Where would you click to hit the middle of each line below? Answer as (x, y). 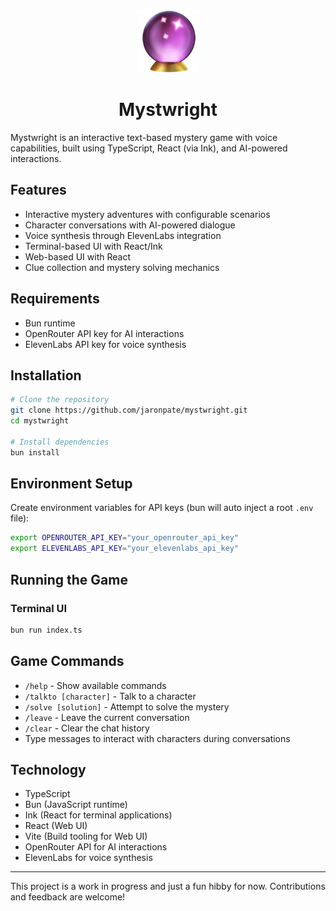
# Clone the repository (60, 400)
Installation (46, 375)
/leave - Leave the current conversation (107, 717)
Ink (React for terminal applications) (98, 815)
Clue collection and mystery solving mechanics (122, 267)
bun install (35, 452)
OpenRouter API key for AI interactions (104, 333)
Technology (48, 769)
